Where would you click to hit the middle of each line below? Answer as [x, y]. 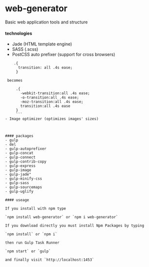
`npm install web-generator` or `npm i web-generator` [62, 217]
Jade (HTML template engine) [42, 44]
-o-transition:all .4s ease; [50, 98]
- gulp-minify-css [24, 179]
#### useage [17, 200]
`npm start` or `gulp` [28, 251]
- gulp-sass [17, 183]
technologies [19, 33]
